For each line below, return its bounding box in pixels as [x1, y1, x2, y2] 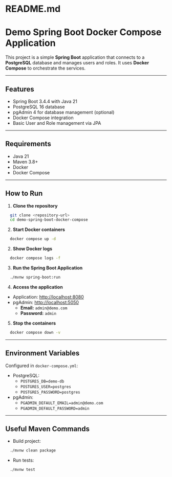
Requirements [5, 140, 51, 148]
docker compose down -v [10, 330, 60, 335]
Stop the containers [12, 320, 56, 326]
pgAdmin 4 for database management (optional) [12, 109, 115, 115]
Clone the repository [12, 202, 58, 209]
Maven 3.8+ [12, 158, 38, 165]
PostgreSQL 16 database [12, 103, 65, 110]
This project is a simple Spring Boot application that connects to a [5, 54, 145, 60]
